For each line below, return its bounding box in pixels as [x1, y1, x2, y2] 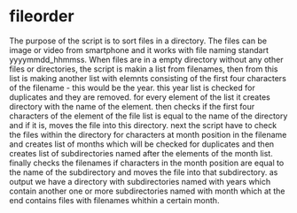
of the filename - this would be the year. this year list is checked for [9, 82, 255, 93]
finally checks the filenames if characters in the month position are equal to [9, 157, 285, 168]
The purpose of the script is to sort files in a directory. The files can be [9, 35, 268, 46]
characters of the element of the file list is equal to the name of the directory [9, 110, 288, 121]
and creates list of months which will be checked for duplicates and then [9, 139, 275, 149]
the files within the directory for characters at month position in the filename [9, 129, 287, 140]
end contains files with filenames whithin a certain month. [9, 194, 220, 205]
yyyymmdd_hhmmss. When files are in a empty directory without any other [9, 54, 284, 65]
